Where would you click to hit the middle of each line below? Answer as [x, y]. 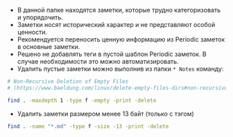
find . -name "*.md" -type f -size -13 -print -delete [88, 126]
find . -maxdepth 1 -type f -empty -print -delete [82, 100]
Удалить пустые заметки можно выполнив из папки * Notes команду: [120, 69]
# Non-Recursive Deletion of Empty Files [68, 82]
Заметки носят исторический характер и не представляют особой [116, 25]
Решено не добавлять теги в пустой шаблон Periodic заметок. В [112, 54]
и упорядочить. [40, 17]
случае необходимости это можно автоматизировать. [98, 61]
